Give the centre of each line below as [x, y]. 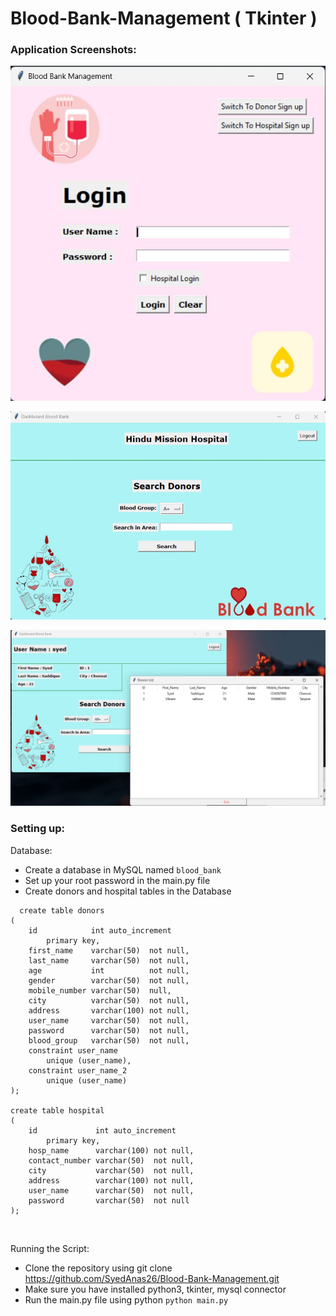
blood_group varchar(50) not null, [109, 1040]
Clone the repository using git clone [98, 1268]
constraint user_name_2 [78, 1070]
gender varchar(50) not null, [109, 980]
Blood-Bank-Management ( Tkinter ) [164, 18]
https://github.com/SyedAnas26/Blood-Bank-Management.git [152, 1278]
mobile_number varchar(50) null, [100, 990]
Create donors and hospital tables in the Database [128, 891]
